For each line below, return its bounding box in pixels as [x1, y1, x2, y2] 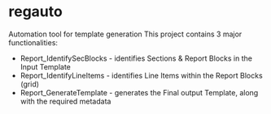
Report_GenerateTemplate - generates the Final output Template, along [20, 87, 259, 97]
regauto [8, 2, 63, 21]
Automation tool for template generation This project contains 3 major [8, 29, 243, 39]
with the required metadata [20, 96, 111, 106]
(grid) [20, 79, 39, 89]
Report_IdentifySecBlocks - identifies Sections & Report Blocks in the [20, 53, 252, 63]
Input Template [20, 61, 71, 71]
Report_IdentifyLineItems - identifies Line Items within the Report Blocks [20, 70, 263, 80]
